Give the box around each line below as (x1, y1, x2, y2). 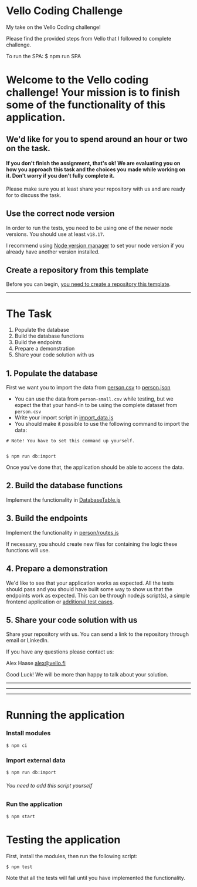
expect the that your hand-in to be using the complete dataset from (14, 402, 178, 409)
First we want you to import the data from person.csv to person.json (6, 384, 171, 391)
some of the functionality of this (6, 98, 166, 112)
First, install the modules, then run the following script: (6, 852, 138, 859)
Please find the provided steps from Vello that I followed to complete (6, 35, 172, 42)
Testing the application (6, 833, 121, 846)
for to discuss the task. (6, 191, 62, 198)
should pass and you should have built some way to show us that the (6, 585, 173, 592)
